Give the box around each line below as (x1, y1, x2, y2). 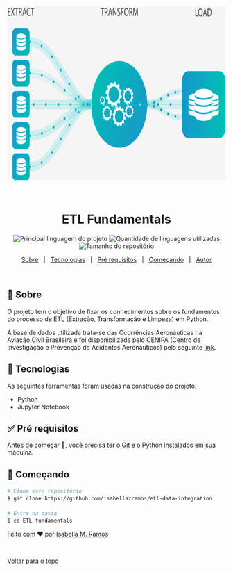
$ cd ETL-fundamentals (7, 517, 73, 524)
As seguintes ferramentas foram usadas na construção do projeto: (7, 382, 197, 390)
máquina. (7, 448, 34, 457)
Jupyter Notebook (17, 402, 69, 411)
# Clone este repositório (7, 488, 82, 495)
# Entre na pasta (7, 509, 58, 516)
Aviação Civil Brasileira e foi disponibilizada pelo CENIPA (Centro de (7, 336, 201, 344)
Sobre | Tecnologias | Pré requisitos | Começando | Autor (21, 255, 212, 263)
